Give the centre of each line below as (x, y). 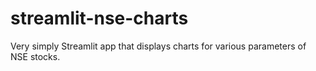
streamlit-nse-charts (99, 18)
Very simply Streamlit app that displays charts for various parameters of (158, 46)
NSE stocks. (35, 56)
